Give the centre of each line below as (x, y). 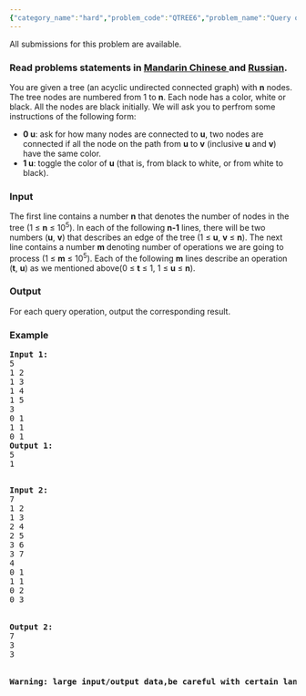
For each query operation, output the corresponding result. (120, 311)
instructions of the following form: (73, 116)
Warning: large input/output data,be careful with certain (144, 682)
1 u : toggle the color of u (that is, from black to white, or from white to (153, 163)
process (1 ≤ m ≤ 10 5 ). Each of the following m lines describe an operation (148, 257)
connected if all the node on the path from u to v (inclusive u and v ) (149, 143)
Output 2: (31, 627)
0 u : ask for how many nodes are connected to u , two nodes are (143, 134)
